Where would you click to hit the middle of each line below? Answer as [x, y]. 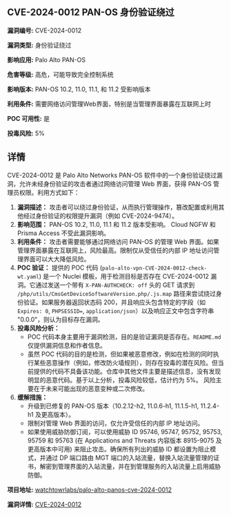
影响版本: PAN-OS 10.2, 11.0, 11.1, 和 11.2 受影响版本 [79, 89]
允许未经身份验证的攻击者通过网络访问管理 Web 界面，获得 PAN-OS [115, 184]
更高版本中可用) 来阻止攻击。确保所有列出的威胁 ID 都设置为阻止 [119, 449]
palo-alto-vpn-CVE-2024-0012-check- [155, 268]
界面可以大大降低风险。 [57, 259]
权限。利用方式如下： [49, 192]
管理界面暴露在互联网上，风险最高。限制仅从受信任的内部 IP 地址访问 [115, 250]
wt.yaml [28, 277]
